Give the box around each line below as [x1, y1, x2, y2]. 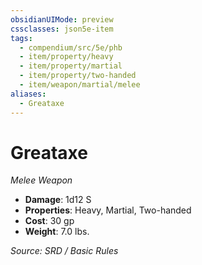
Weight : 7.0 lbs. [24, 226, 90, 238]
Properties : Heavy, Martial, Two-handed [24, 204, 192, 216]
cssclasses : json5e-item [10, 24, 114, 34]
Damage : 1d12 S [24, 194, 92, 206]
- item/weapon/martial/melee [19, 80, 141, 90]
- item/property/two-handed [19, 71, 137, 81]
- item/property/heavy [19, 52, 114, 62]
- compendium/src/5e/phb [19, 42, 123, 53]
